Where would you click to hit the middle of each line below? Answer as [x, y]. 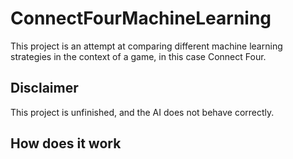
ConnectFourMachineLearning [141, 18]
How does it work [66, 143]
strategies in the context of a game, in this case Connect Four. [138, 56]
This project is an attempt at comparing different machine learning [146, 46]
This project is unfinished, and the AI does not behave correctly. [142, 112]
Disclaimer [44, 88]
